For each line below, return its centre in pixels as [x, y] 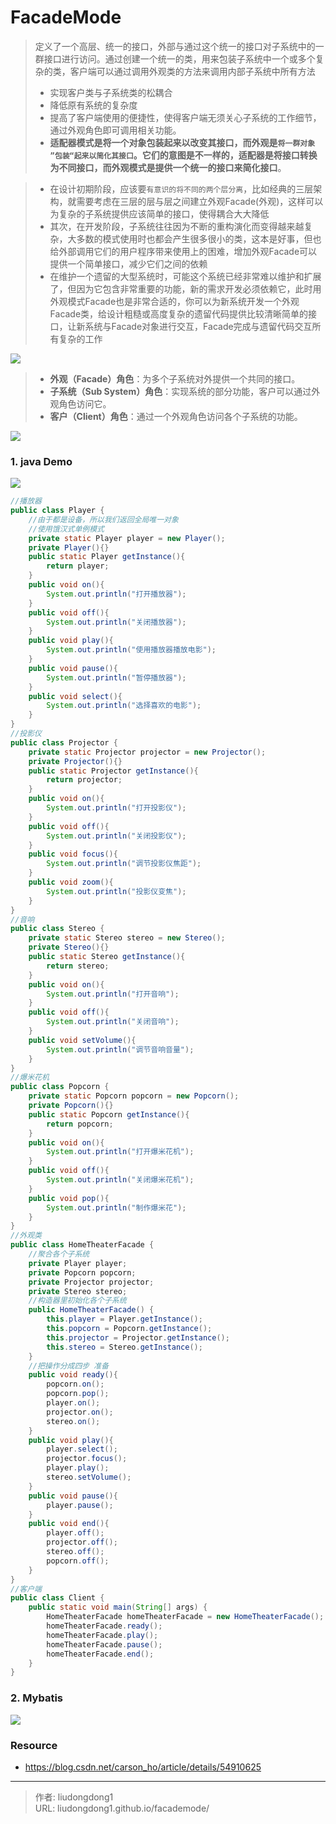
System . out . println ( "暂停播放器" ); [116, 677]
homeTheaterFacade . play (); [102, 1635]
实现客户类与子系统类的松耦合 [111, 92]
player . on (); [73, 1403]
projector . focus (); [87, 1459]
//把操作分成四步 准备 [69, 1366]
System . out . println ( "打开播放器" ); [116, 594]
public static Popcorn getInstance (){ [109, 1114]
